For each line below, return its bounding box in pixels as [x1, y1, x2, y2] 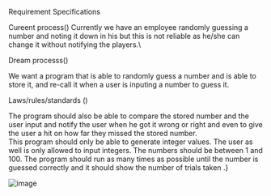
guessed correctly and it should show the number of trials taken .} [8, 163, 229, 173]
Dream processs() [8, 56, 69, 65]
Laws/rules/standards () [8, 96, 88, 104]
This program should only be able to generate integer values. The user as [8, 137, 253, 147]
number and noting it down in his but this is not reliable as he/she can [8, 32, 240, 40]
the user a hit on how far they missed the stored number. [8, 129, 197, 138]
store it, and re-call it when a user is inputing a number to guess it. [8, 80, 230, 89]
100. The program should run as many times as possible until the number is [8, 154, 259, 164]
